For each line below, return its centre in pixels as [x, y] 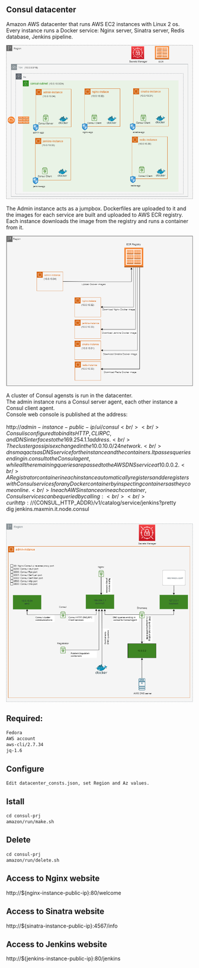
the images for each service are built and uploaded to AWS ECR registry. [95, 215]
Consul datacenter [41, 10]
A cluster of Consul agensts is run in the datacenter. [70, 396]
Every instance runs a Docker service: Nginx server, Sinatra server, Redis [95, 30]
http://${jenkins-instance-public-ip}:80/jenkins [63, 959]
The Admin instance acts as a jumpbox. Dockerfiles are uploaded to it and [96, 208]
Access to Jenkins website [57, 944]
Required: [25, 718]
